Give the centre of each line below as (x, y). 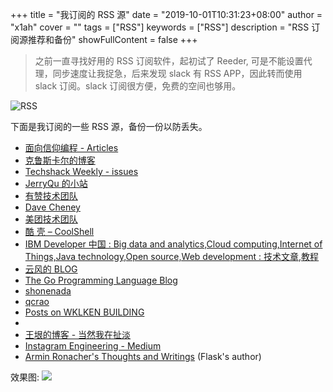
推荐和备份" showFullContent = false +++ (112, 39)
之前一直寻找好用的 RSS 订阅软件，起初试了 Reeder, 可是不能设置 (169, 61)
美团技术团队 (51, 219)
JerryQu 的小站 (56, 183)
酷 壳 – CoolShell (59, 231)
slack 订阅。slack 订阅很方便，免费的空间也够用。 (138, 86)
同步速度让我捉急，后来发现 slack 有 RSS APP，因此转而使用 (177, 73)
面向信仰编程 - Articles (71, 147)
